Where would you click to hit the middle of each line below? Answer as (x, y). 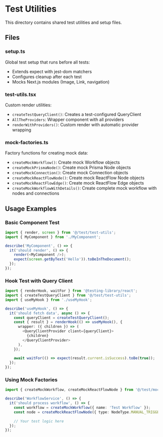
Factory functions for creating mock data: (47, 153)
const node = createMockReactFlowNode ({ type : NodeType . (73, 412)
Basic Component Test (32, 222)
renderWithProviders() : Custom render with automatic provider (75, 124)
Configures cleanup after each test (47, 77)
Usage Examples (31, 209)
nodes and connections (36, 193)
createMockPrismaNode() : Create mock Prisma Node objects (71, 168)
